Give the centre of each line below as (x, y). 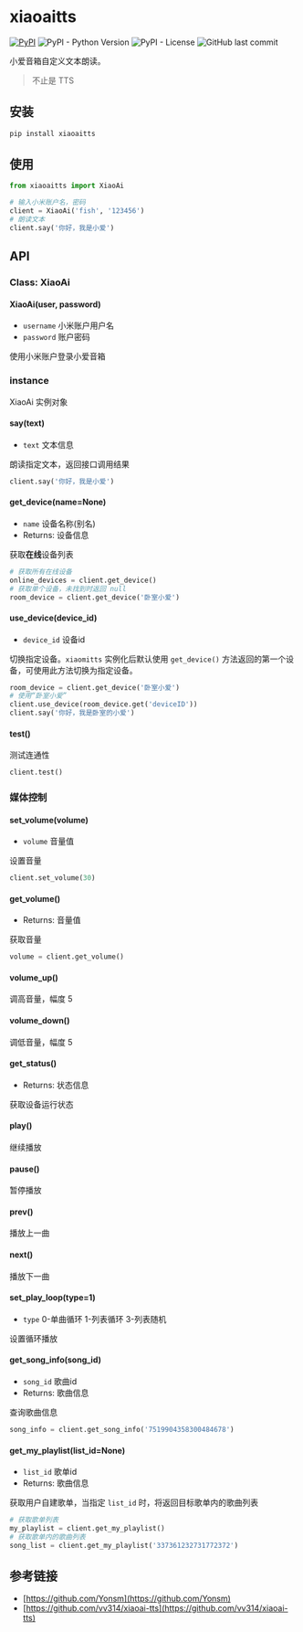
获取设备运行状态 (42, 1104)
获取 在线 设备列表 (42, 554)
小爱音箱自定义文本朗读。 (57, 60)
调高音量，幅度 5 (41, 999)
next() (21, 1255)
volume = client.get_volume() (67, 957)
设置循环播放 (33, 1338)
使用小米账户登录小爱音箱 (57, 356)
